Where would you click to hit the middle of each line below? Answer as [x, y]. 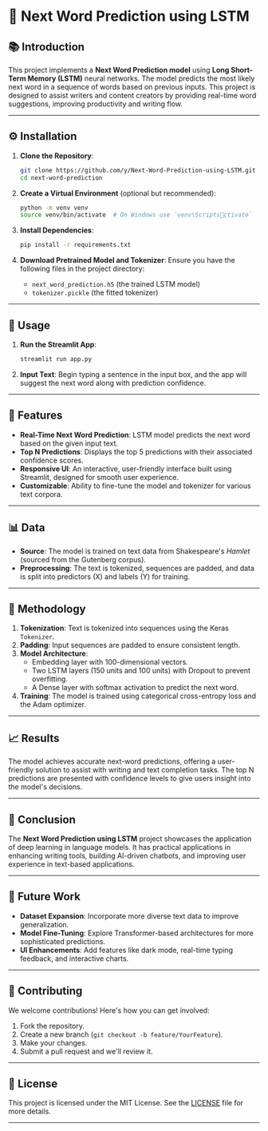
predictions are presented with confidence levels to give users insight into [130, 779]
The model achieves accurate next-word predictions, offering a [112, 761]
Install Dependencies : [57, 230]
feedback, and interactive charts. [74, 958]
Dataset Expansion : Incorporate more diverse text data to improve [129, 916]
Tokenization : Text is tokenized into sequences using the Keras [124, 628]
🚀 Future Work [45, 897]
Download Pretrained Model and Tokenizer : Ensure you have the [127, 260]
